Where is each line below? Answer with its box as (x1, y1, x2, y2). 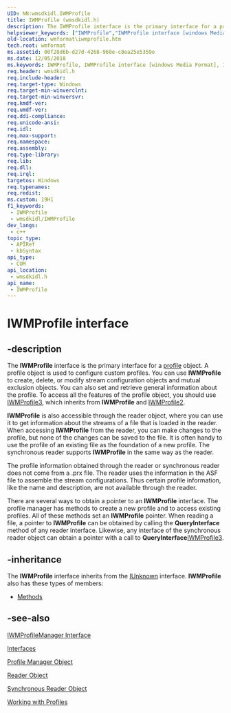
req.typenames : (7, 184, 51, 191)
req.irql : (7, 170, 36, 177)
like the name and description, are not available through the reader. (7, 484, 197, 492)
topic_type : (7, 235, 41, 242)
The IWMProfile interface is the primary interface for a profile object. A (7, 362, 209, 370)
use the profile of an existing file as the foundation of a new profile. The (7, 441, 210, 449)
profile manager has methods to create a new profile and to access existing (7, 505, 221, 513)
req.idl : (7, 126, 32, 133)
